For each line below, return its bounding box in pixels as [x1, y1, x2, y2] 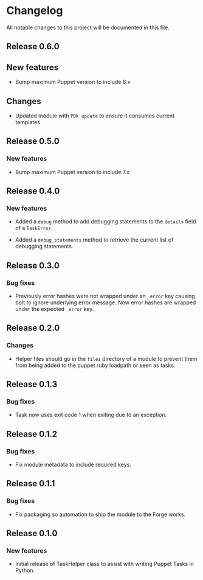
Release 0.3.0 [6, 260, 60, 271]
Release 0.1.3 [6, 379, 58, 390]
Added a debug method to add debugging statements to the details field [15, 218, 196, 225]
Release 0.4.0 [6, 186, 60, 197]
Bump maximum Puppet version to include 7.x [15, 168, 129, 175]
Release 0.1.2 [6, 428, 58, 439]
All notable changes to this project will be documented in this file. [6, 24, 170, 31]
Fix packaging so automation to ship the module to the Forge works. [15, 511, 186, 518]
